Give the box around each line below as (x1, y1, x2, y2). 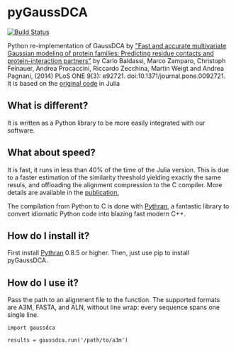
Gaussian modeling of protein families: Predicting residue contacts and (7, 49, 214, 57)
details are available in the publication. (7, 188, 119, 196)
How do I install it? (7, 230, 90, 242)
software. (7, 126, 35, 135)
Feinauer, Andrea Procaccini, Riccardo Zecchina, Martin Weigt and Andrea (7, 64, 225, 72)
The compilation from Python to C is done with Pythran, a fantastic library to (7, 201, 230, 210)
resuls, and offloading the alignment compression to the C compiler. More (7, 180, 223, 189)
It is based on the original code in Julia (7, 79, 120, 87)
